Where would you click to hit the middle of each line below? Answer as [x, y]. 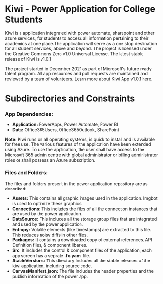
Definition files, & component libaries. [50, 245]
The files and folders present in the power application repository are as [76, 183]
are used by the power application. [47, 213]
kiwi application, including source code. [52, 266]
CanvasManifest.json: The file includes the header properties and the [83, 271]
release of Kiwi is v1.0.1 [28, 59]
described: [16, 189]
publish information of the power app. [50, 276]
